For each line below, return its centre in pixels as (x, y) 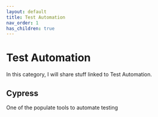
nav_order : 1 (22, 23)
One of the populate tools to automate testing (62, 107)
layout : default (26, 12)
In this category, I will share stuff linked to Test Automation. (79, 75)
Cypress (22, 93)
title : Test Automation (36, 17)
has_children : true (31, 28)
